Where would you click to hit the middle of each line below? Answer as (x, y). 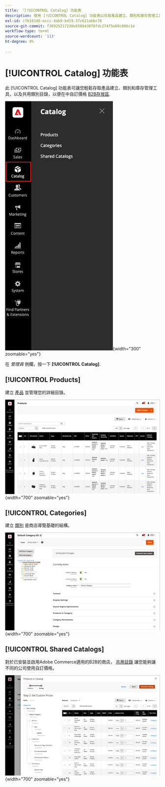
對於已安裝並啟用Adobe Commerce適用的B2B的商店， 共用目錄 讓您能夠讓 (81, 661)
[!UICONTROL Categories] (46, 513)
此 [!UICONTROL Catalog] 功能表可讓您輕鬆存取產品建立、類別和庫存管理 (79, 88)
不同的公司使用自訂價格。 (31, 668)
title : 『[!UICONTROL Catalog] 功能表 (43, 10)
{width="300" (127, 348)
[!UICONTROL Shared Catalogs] (55, 649)
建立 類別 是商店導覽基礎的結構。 (39, 525)
